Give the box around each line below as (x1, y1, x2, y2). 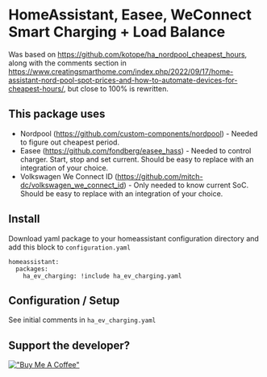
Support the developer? (8, 338, 131, 352)
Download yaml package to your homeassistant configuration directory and (8, 233, 260, 243)
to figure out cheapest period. (19, 137, 119, 147)
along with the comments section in (8, 58, 127, 68)
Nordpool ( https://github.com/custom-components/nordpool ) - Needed (19, 128, 258, 138)
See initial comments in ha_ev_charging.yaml (8, 315, 156, 325)
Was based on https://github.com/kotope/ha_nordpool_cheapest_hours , (8, 49, 248, 59)
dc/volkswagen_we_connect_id (19, 180, 124, 190)
